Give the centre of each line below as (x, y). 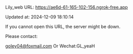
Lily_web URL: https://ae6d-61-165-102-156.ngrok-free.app (66, 7)
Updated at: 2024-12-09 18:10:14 (39, 17)
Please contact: (21, 36)
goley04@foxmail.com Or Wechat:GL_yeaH (50, 46)
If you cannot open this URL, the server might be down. (63, 26)
